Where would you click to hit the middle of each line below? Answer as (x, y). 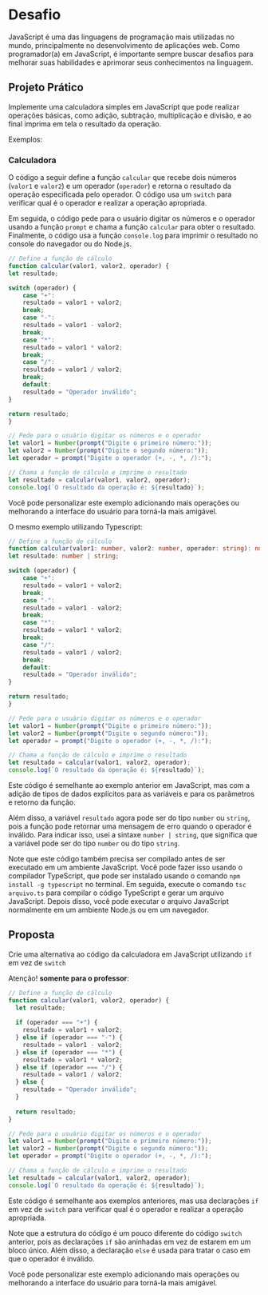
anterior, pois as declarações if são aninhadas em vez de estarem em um (130, 1241)
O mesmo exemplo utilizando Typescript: (75, 526)
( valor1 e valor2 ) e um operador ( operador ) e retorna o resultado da (120, 186)
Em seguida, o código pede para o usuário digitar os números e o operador (132, 218)
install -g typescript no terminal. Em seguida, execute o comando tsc (127, 885)
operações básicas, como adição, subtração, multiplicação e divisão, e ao (130, 115)
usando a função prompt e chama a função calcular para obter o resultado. (132, 227)
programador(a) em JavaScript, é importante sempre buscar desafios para (131, 54)
